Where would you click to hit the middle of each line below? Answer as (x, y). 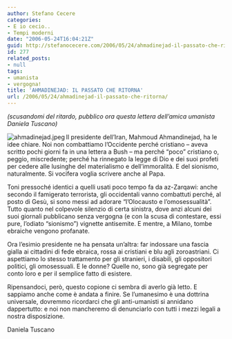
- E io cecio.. (29, 26)
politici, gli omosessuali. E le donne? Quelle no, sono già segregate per (108, 266)
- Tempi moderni (30, 33)
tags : (15, 71)
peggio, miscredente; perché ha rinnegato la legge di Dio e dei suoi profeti (113, 159)
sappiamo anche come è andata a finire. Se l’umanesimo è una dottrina (108, 294)
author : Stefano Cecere (41, 13)
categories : (24, 20)
